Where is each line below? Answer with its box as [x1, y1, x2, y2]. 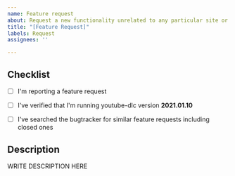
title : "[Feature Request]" [7, 23, 90, 30]
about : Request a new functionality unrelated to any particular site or [7, 17, 229, 24]
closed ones [17, 123, 53, 132]
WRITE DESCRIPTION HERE [7, 162, 88, 170]
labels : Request [7, 29, 55, 37]
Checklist [7, 68, 51, 81]
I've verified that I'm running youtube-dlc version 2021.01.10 [17, 101, 193, 109]
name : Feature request [7, 10, 74, 18]
